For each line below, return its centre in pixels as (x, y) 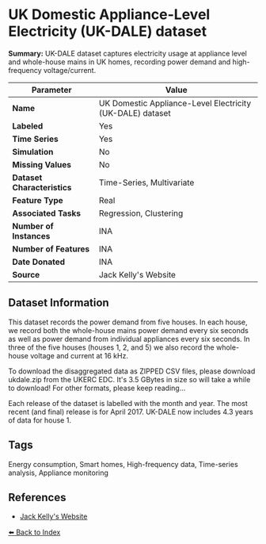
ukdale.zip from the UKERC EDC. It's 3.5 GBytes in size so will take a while (129, 379)
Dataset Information (59, 303)
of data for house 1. (40, 420)
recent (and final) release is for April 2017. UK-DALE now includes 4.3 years (131, 412)
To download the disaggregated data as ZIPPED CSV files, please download (132, 371)
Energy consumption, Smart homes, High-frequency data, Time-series (123, 464)
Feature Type (38, 200)
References (37, 497)
